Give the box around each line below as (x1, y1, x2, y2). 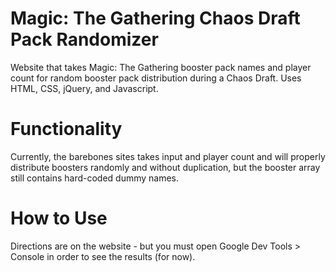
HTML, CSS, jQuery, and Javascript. (10, 82, 159, 94)
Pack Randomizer (10, 28, 159, 51)
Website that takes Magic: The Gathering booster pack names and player (10, 61, 312, 73)
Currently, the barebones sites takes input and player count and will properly (10, 150, 326, 162)
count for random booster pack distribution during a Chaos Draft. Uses (10, 72, 302, 84)
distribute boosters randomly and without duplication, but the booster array (10, 161, 321, 173)
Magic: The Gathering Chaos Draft (10, 7, 301, 30)
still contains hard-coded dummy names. (10, 172, 180, 184)
